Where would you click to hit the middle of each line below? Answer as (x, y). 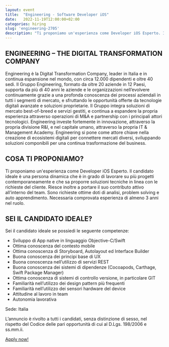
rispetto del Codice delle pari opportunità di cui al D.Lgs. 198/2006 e (76, 324)
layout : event (20, 10)
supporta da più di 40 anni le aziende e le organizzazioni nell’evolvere (77, 90)
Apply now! (17, 339)
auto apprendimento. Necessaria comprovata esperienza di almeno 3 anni (82, 198)
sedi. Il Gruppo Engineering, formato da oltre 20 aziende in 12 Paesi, (76, 84)
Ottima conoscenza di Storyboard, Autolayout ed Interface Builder (81, 251)
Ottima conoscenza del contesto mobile (54, 246)
